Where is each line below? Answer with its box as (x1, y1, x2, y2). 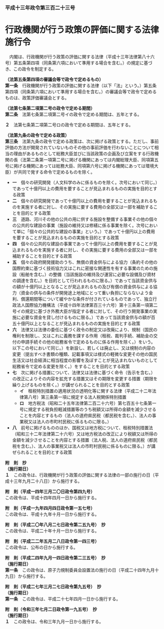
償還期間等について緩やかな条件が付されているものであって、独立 (20, 296, 153, 302)
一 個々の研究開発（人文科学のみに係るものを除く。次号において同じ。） (12, 179, 158, 185)
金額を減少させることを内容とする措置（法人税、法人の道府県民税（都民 (12, 437, 158, 443)
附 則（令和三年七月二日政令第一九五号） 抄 (5, 606, 97, 612)
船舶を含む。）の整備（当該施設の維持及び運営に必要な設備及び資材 (20, 271, 156, 277)
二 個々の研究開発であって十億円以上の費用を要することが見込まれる (12, 198, 153, 204)
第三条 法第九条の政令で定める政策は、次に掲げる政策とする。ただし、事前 (5, 138, 159, 144)
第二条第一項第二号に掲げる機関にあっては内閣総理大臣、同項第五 (26, 157, 159, 162)
